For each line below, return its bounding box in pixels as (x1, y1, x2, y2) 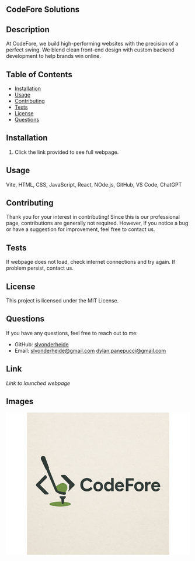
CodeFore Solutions (6, 5, 80, 15)
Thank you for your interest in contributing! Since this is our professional (6, 214, 180, 221)
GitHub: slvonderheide (14, 340, 69, 347)
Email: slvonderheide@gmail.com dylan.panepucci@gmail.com (14, 347, 166, 354)
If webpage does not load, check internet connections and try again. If (6, 259, 176, 266)
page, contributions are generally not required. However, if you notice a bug (6, 219, 189, 227)
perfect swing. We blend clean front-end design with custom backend (6, 46, 175, 53)
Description (6, 25, 50, 35)
